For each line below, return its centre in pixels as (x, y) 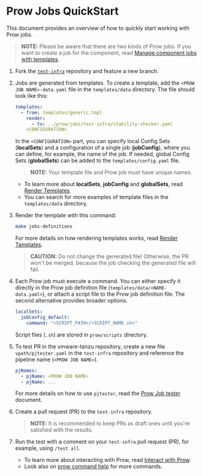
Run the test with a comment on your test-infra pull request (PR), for (102, 442)
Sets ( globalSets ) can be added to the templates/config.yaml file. (98, 161)
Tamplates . (29, 245)
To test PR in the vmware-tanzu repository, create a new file (90, 346)
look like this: (32, 96)
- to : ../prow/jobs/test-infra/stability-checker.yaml (102, 124)
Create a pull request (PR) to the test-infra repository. (84, 411)
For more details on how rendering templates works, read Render (96, 238)
